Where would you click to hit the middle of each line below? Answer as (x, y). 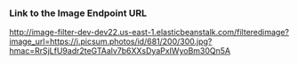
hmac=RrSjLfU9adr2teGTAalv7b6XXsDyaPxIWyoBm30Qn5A (120, 51)
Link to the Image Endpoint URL (78, 13)
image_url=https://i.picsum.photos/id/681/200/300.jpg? (111, 41)
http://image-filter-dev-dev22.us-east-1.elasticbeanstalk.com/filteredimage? (149, 32)
